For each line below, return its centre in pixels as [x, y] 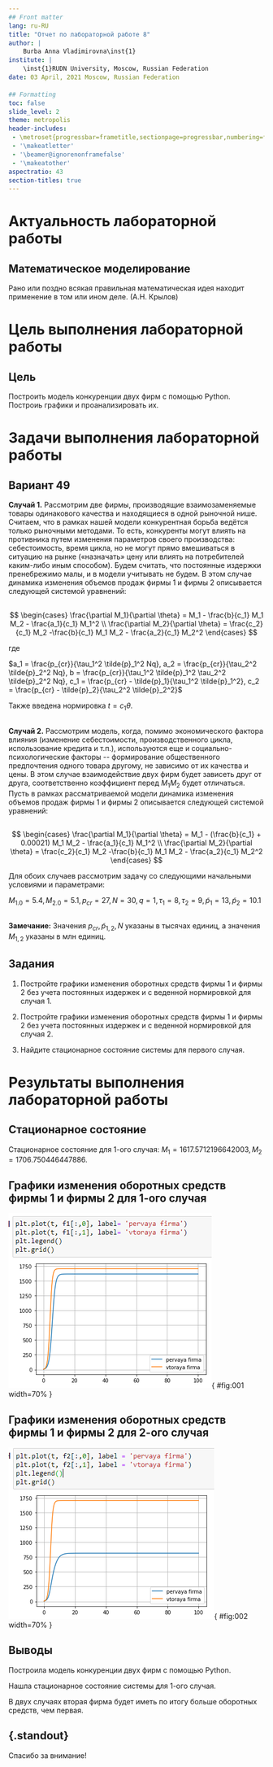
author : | [25, 43]
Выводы [30, 1650]
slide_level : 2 [34, 111]
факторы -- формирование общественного [146, 757]
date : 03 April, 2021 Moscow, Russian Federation [94, 77]
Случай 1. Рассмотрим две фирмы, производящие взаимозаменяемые [132, 505]
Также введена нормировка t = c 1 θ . [71, 706]
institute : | [30, 60]
